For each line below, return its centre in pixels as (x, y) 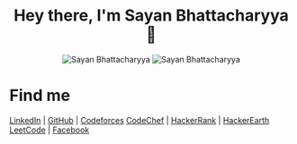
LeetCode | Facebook (49, 130)
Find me (40, 96)
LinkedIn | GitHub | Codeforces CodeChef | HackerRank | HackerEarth (139, 120)
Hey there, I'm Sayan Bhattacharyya (151, 16)
